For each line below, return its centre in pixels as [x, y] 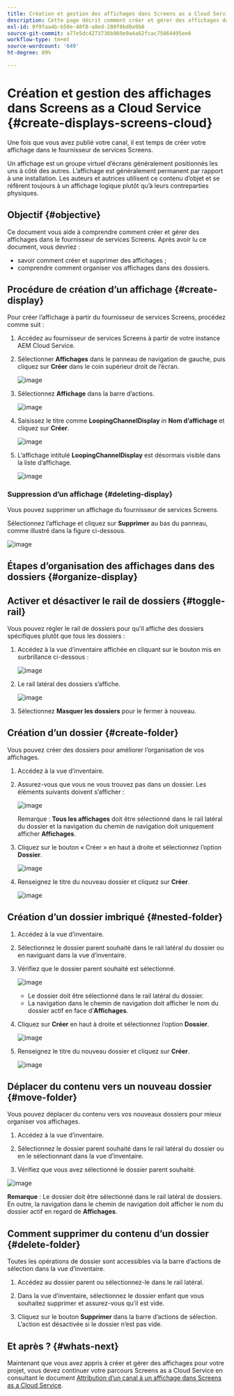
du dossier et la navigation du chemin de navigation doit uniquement [116, 826]
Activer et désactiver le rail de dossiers [94, 601]
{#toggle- [204, 601]
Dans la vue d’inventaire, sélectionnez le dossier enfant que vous [110, 1296]
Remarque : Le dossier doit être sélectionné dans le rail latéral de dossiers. [115, 1197]
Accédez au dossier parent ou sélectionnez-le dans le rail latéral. [110, 1282]
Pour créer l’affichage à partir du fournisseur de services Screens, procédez [117, 317]
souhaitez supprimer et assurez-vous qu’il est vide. [91, 1303]
